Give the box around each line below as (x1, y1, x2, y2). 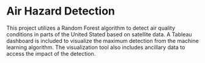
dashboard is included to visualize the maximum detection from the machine (6, 37, 199, 44)
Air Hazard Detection (6, 4, 115, 18)
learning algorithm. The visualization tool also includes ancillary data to (6, 44, 185, 51)
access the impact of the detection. (6, 50, 96, 57)
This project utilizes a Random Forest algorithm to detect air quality (6, 24, 176, 31)
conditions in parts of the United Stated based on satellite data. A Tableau (6, 30, 192, 38)
